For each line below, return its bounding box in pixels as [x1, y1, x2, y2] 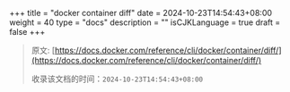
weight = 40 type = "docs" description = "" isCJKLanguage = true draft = [9, 17, 281, 28]
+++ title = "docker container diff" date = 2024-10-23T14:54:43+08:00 [9, 8, 272, 18]
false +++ [9, 27, 46, 37]
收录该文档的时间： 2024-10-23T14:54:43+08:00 [31, 73, 204, 84]
